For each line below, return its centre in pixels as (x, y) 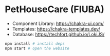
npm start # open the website (37, 48)
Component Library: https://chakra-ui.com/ (58, 23)
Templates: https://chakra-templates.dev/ (56, 29)
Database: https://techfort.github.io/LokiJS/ (58, 34)
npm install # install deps (35, 44)
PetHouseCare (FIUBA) (55, 9)
